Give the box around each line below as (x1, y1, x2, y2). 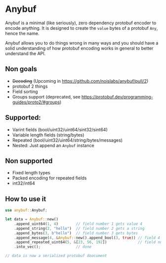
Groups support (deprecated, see (12, 94, 81, 100)
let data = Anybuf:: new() (5, 217, 58, 222)
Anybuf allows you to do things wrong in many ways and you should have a (5, 40, 159, 46)
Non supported (5, 157, 53, 165)
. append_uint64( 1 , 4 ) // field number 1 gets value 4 (14, 221, 142, 226)
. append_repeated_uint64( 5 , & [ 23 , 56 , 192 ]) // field (14, 240, 156, 245)
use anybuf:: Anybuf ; (5, 208, 48, 213)
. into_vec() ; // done (14, 244, 92, 250)
